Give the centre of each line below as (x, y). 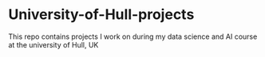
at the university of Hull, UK (53, 44)
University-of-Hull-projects (101, 15)
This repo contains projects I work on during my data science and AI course (133, 36)
